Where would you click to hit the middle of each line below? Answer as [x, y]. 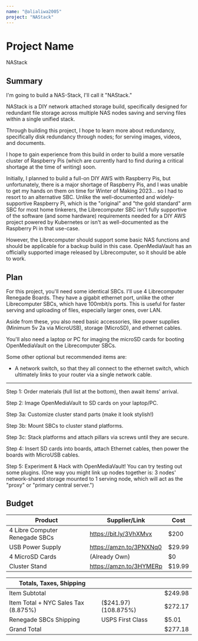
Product [47, 520]
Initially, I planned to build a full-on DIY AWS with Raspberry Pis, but [88, 179]
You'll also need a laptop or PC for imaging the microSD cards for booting [95, 339]
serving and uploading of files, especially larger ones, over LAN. [84, 310]
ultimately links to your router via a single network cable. [83, 375]
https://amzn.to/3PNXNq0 [126, 547]
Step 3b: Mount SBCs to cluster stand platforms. [65, 426]
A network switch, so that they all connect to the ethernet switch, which [102, 368]
